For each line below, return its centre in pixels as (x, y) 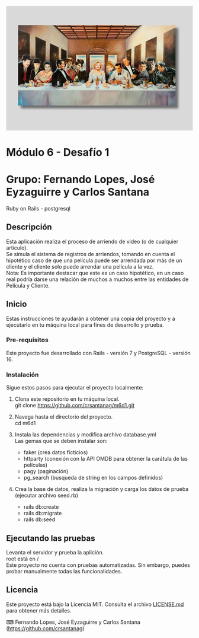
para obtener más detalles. (39, 610)
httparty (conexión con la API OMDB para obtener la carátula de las (106, 459)
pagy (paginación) (46, 471)
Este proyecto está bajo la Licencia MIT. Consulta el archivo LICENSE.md (95, 604)
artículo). (17, 248)
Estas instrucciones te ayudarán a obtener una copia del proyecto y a (91, 318)
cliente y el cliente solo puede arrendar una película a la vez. (80, 266)
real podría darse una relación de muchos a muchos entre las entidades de (97, 279)
